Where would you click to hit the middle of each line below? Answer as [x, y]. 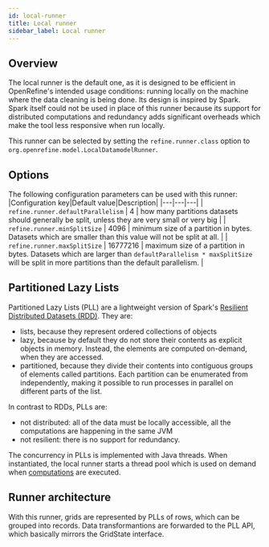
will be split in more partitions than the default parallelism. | [106, 263]
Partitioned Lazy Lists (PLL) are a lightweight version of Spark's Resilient [128, 307]
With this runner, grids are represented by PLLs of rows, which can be [124, 516]
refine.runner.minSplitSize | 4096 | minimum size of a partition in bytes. [130, 228]
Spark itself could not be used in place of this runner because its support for [134, 109]
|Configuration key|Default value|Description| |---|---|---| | [106, 203]
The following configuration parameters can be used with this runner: [123, 194]
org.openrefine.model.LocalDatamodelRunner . [83, 150]
